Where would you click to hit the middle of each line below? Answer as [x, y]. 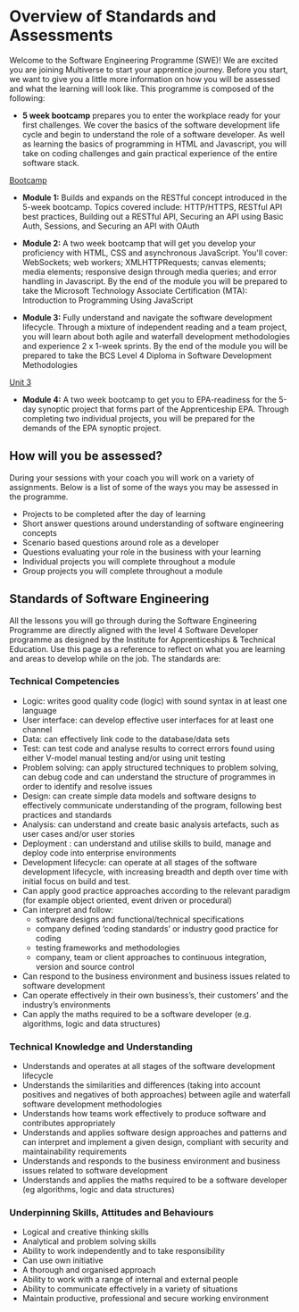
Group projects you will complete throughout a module [122, 571]
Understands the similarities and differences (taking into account [141, 1085]
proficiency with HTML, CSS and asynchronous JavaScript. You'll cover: [155, 253]
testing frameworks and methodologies [108, 948]
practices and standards [67, 815]
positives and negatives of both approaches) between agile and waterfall [157, 1095]
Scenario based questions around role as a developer [120, 542]
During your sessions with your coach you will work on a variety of [132, 477]
